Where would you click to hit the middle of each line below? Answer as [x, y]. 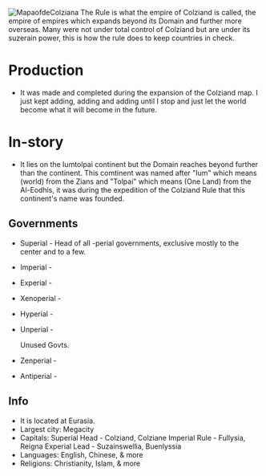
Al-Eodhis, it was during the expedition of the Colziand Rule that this [133, 189]
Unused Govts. [44, 344]
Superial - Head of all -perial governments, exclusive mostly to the [129, 243]
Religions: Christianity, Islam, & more [80, 463]
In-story [36, 142]
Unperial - [36, 329]
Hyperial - [36, 314]
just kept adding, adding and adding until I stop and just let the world [133, 101]
